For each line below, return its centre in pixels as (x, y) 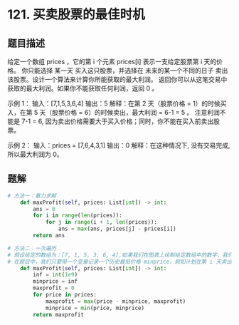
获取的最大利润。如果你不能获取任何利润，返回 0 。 (83, 88)
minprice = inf (55, 282)
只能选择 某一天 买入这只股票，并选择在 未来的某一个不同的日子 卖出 (128, 71)
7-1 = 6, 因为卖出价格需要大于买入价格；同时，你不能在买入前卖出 (117, 121)
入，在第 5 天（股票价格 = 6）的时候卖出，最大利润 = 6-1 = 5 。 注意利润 (114, 112)
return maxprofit (58, 314)
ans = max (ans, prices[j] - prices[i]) (117, 229)
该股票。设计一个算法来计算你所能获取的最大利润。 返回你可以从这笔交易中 (117, 79)
